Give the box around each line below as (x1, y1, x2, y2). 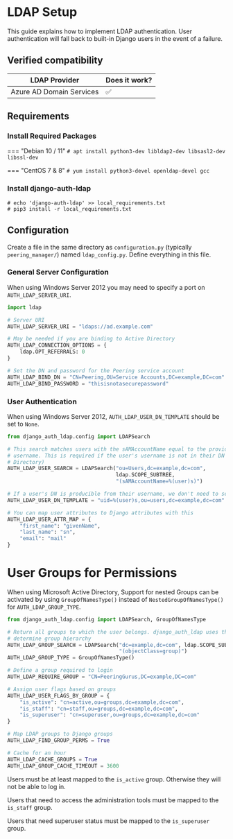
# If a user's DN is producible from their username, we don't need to (7, 490, 218, 498)
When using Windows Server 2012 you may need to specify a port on (7, 283, 206, 291)
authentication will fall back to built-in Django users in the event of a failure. (7, 34, 223, 42)
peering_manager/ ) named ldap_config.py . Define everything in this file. (7, 250, 212, 259)
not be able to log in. (7, 782, 66, 790)
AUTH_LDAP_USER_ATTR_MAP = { (7, 516, 92, 523)
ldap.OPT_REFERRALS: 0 (19, 348, 85, 356)
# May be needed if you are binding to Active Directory (7, 336, 175, 343)
